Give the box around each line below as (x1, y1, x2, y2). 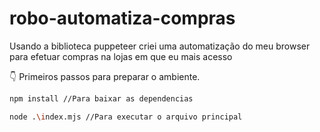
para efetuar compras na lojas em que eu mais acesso (9, 50, 233, 62)
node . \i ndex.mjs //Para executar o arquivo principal (9, 112, 243, 122)
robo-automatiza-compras (9, 7, 236, 30)
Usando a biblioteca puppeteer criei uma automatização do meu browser (9, 40, 311, 52)
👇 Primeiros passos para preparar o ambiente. (9, 70, 201, 82)
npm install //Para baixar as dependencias (9, 93, 194, 104)
